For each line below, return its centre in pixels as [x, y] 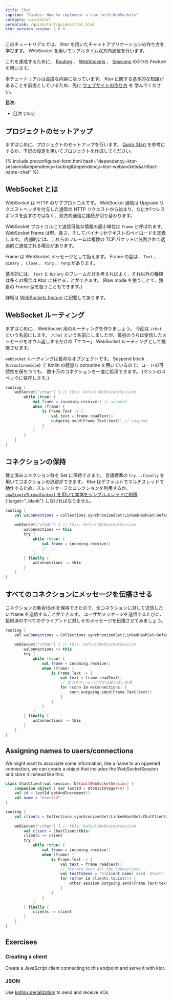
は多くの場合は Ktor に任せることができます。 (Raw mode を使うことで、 [82, 280]
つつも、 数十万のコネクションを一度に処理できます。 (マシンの [94, 371]
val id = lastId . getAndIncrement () [52, 793]
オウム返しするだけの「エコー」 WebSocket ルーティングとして [94, 341]
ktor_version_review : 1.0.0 [35, 29]
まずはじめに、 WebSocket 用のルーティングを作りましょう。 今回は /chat [84, 328]
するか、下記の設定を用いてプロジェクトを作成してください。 [70, 151]
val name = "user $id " [37, 798]
